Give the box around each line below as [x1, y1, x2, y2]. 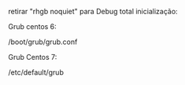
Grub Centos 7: [8, 53, 57, 61]
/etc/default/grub [8, 68, 65, 77]
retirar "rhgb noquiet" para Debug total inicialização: [8, 7, 179, 16]
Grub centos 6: [8, 22, 57, 31]
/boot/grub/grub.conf [8, 37, 78, 46]
